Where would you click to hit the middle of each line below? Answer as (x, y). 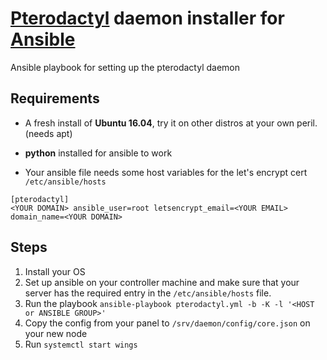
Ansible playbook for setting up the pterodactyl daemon (125, 67)
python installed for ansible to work (98, 153)
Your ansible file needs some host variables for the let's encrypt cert (166, 172)
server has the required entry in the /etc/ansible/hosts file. (148, 293)
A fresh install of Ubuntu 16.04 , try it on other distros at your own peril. (171, 123)
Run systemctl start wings (81, 344)
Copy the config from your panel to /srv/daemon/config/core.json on (167, 323)
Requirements (55, 98)
